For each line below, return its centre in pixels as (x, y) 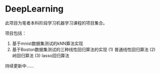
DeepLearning (35, 9)
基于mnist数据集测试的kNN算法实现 (48, 43)
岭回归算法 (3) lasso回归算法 (41, 55)
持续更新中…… (19, 66)
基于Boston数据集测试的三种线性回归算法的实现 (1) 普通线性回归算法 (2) (84, 49)
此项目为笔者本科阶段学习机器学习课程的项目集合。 (56, 23)
